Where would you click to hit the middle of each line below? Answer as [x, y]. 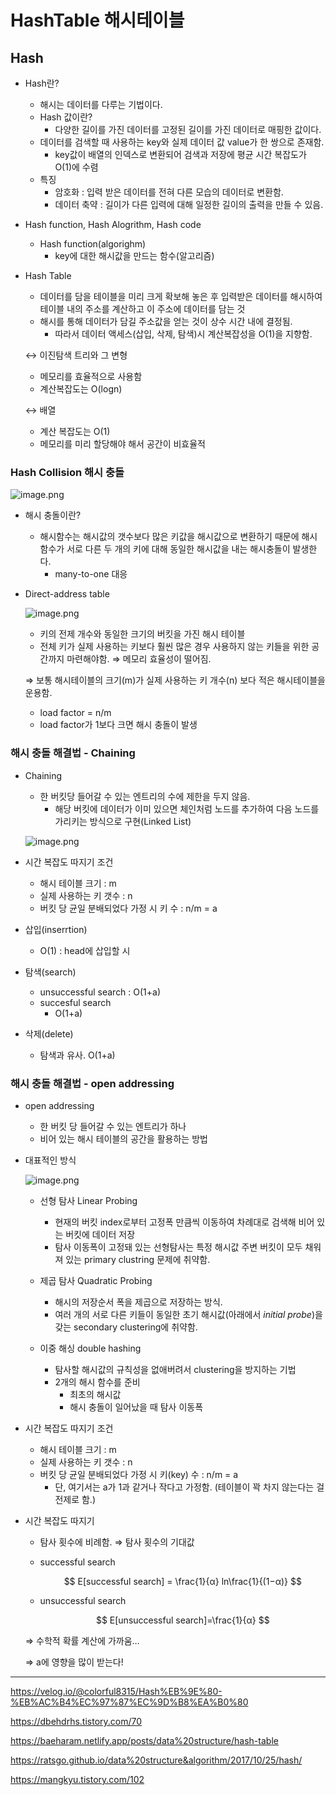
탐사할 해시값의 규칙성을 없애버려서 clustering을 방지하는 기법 [175, 1369]
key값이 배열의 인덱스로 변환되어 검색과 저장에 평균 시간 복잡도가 [180, 154]
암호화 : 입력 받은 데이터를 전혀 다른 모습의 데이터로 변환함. [169, 192]
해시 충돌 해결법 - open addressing [92, 1083]
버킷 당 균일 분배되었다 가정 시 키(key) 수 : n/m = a [139, 1474]
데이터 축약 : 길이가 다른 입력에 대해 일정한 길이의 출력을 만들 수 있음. [189, 204]
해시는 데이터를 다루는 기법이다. [101, 104]
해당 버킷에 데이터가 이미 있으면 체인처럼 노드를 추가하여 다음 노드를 [187, 808]
